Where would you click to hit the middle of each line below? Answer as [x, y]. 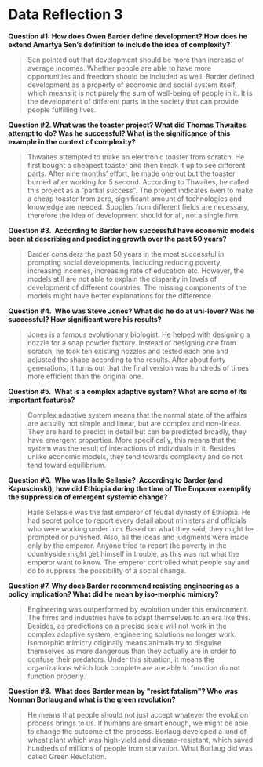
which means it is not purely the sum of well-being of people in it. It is [140, 93]
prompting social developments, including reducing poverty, [124, 262]
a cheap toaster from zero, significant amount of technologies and [134, 199]
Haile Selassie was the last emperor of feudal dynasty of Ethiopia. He [139, 512]
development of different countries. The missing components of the [137, 287]
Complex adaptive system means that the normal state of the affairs [137, 415]
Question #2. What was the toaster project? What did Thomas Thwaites [128, 125]
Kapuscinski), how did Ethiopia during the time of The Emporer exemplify [130, 488]
